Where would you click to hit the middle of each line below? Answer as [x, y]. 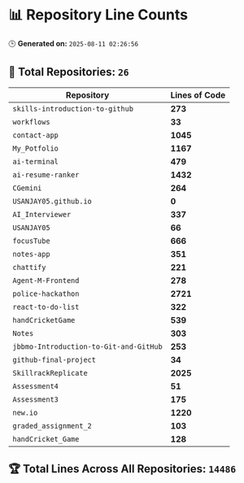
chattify [29, 267]
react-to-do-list [46, 307]
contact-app [36, 135]
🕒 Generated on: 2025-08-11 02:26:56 [74, 43]
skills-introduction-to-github [73, 109]
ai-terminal [36, 161]
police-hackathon [46, 294]
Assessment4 [36, 386]
